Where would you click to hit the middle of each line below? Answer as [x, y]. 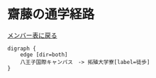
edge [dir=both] [44, 54]
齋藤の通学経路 [51, 14]
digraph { [22, 48]
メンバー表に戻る [32, 35]
